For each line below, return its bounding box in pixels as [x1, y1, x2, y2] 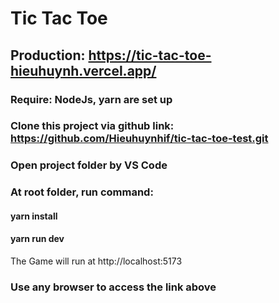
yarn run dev [10, 233, 65, 245]
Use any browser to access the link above [10, 280, 217, 294]
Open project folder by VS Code [10, 158, 168, 172]
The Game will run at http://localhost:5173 [10, 255, 183, 267]
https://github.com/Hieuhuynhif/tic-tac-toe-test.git [10, 132, 269, 146]
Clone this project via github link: [10, 119, 175, 133]
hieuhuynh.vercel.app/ [10, 62, 157, 79]
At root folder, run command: [10, 185, 154, 199]
